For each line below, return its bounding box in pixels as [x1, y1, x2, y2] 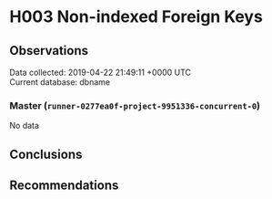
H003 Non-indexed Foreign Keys [9, 6, 264, 27]
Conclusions [9, 146, 83, 162]
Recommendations [9, 178, 119, 194]
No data [9, 120, 39, 131]
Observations [9, 43, 89, 58]
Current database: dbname [9, 77, 111, 88]
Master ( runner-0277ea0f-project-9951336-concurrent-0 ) [9, 99, 261, 111]
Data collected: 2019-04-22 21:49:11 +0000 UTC [9, 67, 192, 78]
